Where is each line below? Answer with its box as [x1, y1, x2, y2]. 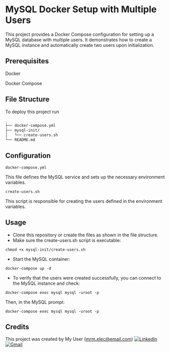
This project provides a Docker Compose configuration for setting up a [5, 31, 154, 37]
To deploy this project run [5, 109, 60, 115]
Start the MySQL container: [12, 256, 70, 262]
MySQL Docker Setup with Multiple [5, 4, 157, 15]
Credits [5, 322, 30, 331]
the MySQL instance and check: [12, 280, 80, 286]
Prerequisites [5, 57, 49, 66]
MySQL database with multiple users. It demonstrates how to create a [5, 37, 152, 43]
